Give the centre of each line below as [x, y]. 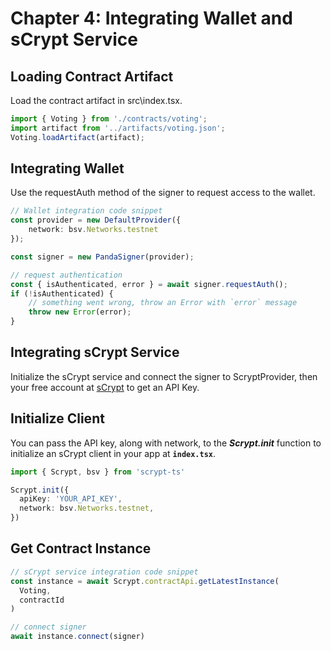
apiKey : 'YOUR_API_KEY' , [71, 499]
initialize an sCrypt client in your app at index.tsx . [113, 453]
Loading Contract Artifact [92, 76]
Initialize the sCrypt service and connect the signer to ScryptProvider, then [164, 376]
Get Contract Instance [81, 548]
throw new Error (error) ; [80, 312]
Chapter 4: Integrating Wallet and [151, 18]
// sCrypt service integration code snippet [104, 572]
